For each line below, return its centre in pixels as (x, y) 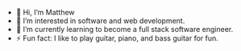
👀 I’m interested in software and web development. (100, 21)
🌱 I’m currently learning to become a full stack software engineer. (125, 29)
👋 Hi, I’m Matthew (45, 12)
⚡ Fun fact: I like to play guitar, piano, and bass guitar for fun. (117, 38)
